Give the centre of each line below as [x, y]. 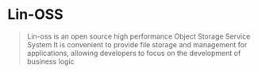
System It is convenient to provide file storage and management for [137, 44]
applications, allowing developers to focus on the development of [134, 53]
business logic [50, 61]
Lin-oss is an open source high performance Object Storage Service [139, 36]
